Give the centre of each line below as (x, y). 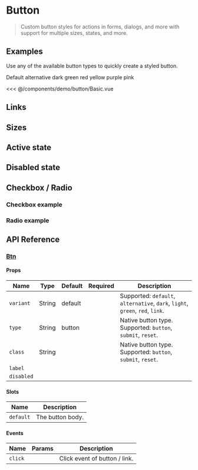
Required (101, 286)
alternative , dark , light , (154, 303)
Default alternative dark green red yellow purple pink (70, 77)
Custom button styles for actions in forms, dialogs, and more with (100, 27)
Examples (24, 52)
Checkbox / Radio (39, 188)
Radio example (28, 221)
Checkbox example (34, 205)
